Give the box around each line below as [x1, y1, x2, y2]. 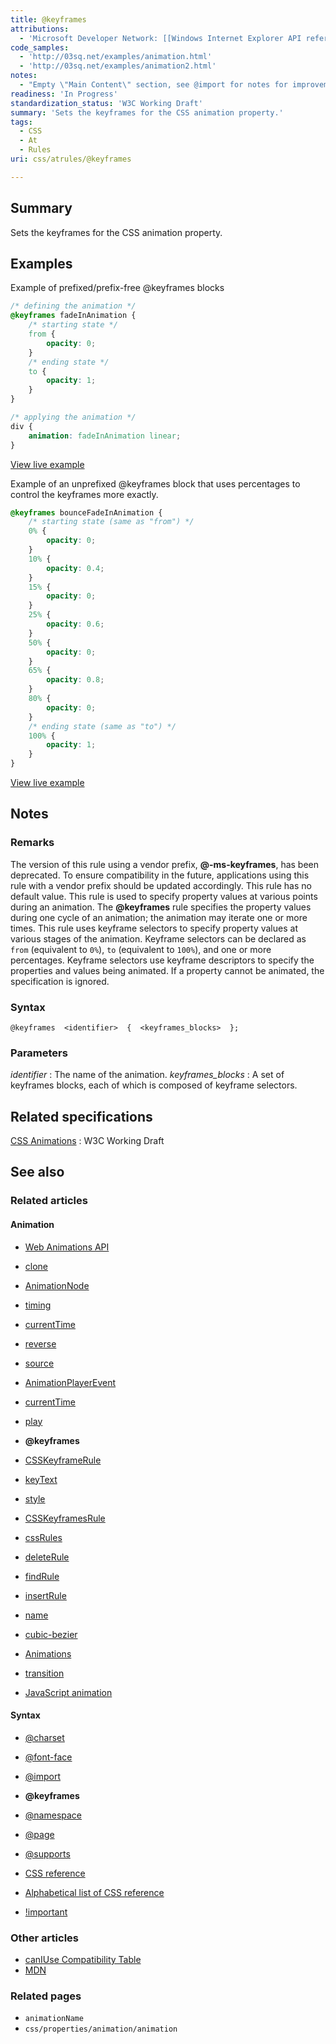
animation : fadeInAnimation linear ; [28, 431, 182, 441]
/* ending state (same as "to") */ [28, 721, 177, 731]
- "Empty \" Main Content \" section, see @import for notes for [19, 80, 288, 90]
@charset [24, 1731, 65, 1743]
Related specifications [10, 1108, 153, 1125]
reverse [24, 1337, 57, 1350]
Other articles [10, 1931, 79, 1945]
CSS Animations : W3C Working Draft [10, 1135, 165, 1147]
